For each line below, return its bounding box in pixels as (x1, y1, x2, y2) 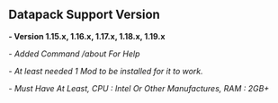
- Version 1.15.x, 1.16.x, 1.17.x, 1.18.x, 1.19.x (8, 30, 166, 41)
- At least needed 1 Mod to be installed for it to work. (8, 65, 203, 76)
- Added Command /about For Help (8, 48, 140, 59)
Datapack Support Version (8, 7, 161, 22)
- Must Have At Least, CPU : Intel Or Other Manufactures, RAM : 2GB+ (8, 82, 270, 93)
